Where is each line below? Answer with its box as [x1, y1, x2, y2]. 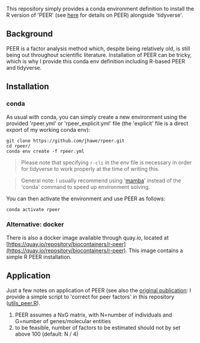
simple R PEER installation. [6, 253, 72, 261]
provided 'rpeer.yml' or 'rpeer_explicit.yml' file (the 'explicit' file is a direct [6, 120, 189, 127]
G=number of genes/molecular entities [14, 317, 111, 324]
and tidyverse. [6, 64, 42, 71]
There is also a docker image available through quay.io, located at [6, 234, 169, 241]
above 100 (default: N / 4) [14, 330, 79, 338]
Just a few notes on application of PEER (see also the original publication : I [6, 286, 191, 294]
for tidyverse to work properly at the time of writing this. [20, 165, 160, 172]
